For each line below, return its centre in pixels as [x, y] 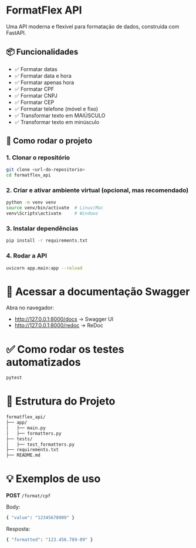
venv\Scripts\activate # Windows [52, 213]
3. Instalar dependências [42, 229]
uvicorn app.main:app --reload [44, 268]
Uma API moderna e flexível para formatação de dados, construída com [93, 26]
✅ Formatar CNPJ [36, 95]
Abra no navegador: [30, 308]
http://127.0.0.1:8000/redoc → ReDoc [59, 325]
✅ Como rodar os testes [65, 349]
